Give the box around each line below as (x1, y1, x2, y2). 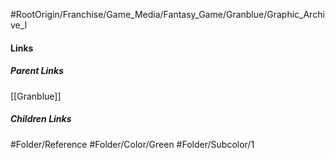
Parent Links (10, 65, 64, 77)
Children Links (10, 113, 72, 125)
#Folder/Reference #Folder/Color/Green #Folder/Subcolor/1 (10, 138, 255, 150)
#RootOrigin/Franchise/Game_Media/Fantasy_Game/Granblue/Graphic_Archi (10, 9, 325, 20)
